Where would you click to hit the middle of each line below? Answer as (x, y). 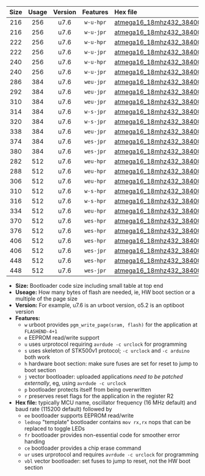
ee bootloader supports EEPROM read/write (79, 416)
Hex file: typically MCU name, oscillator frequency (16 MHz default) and (106, 402)
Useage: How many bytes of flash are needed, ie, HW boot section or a (105, 292)
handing (34, 441)
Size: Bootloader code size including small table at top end (89, 286)
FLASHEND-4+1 (41, 332)
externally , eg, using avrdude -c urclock (75, 383)
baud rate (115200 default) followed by (63, 409)
